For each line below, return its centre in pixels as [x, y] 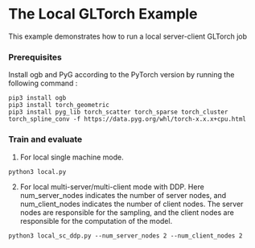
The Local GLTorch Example [103, 14]
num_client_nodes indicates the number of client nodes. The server [132, 204]
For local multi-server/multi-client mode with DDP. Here [112, 187]
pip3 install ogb [37, 98]
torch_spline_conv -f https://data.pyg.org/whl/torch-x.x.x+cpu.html [127, 119]
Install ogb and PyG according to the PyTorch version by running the [121, 75]
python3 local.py [37, 172]
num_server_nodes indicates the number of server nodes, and [123, 195]
